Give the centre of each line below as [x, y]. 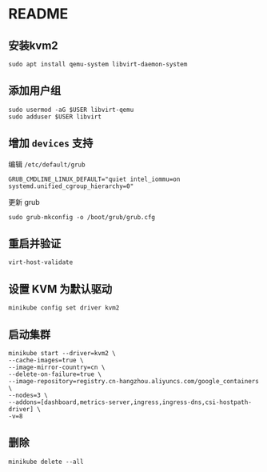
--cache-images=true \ [46, 361]
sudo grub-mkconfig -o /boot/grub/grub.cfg [82, 217]
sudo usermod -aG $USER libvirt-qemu [71, 110]
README [38, 14]
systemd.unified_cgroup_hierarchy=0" [71, 186]
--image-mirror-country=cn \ [57, 368]
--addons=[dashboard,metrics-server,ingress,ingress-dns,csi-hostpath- [130, 402]
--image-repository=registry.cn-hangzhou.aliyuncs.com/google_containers [134, 382]
